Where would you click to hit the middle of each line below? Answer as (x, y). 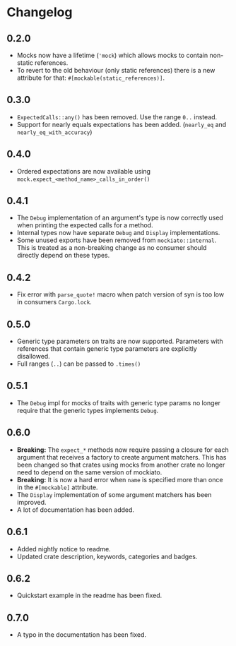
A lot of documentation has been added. (76, 510)
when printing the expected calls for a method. (85, 225)
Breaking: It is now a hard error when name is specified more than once (120, 479)
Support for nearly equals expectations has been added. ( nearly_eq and (122, 124)
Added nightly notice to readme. (64, 549)
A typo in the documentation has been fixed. (81, 635)
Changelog (40, 12)
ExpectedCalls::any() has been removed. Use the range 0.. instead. (117, 116)
